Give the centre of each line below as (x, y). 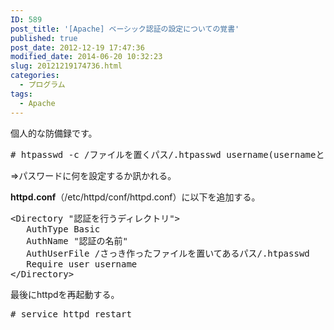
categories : (35, 76)
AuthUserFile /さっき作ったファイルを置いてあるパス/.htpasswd (168, 253)
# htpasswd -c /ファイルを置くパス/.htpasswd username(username (163, 154)
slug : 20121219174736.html (66, 66)
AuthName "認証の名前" (77, 240)
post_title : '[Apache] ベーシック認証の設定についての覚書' (125, 29)
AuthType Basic (63, 229)
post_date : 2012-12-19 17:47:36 (77, 47)
